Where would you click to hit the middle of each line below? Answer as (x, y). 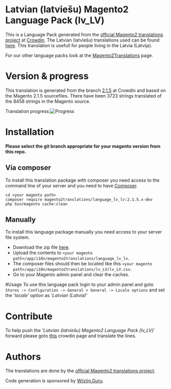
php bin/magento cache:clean (36, 204)
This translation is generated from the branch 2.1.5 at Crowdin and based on (85, 90)
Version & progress (47, 76)
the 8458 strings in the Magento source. (48, 101)
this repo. (16, 151)
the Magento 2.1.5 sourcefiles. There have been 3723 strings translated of (83, 95)
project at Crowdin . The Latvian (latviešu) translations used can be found (83, 40)
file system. (17, 238)
